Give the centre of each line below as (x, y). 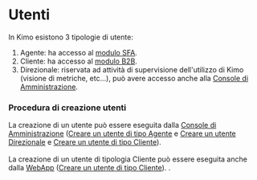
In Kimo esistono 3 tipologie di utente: (71, 37)
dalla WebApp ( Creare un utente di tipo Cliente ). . (90, 168)
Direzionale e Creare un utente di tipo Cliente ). (85, 142)
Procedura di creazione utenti (67, 108)
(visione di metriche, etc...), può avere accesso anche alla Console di (134, 78)
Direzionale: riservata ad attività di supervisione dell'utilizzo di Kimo (132, 69)
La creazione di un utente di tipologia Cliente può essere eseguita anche (128, 159)
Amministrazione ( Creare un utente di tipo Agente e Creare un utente (122, 133)
